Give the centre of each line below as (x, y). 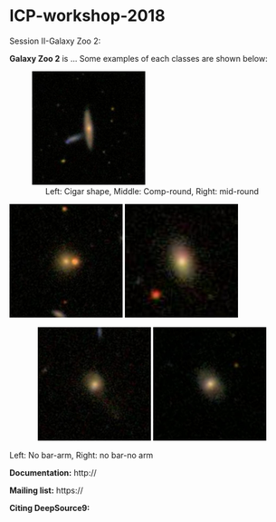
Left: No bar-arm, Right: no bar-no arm (81, 455)
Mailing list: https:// (47, 490)
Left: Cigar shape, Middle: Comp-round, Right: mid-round (152, 191)
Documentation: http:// (53, 472)
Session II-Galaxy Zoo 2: (55, 41)
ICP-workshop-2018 (87, 16)
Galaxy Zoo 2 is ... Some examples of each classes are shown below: (139, 58)
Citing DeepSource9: (50, 507)
